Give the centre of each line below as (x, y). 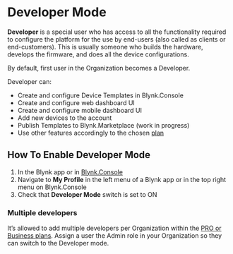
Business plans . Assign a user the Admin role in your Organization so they (115, 236)
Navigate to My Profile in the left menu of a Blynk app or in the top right (122, 179)
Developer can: (29, 81)
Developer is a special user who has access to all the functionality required (117, 32)
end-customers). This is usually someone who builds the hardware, (105, 47)
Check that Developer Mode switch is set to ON (87, 194)
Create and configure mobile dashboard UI (80, 110)
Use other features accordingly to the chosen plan (91, 133)
